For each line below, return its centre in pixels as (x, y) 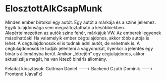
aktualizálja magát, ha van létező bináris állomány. (56, 59)
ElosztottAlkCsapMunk (54, 9)
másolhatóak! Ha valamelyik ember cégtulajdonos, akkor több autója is (77, 38)
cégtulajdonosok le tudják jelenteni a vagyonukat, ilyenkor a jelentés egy (79, 48)
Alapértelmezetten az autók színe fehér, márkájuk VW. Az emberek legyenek (83, 33)
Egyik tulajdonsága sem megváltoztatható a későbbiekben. (65, 27)
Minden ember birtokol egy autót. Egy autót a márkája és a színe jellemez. (81, 22)
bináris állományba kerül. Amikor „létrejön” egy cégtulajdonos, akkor (75, 54)
